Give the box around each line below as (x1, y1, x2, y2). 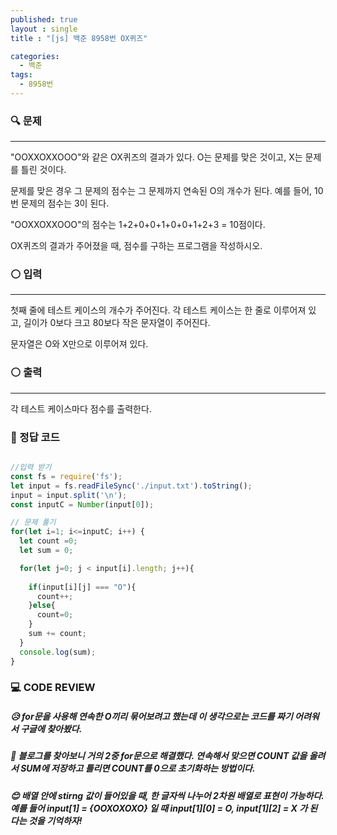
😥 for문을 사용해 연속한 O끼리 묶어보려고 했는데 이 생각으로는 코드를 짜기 (10, 711, 293, 723)
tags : (10, 70, 33, 80)
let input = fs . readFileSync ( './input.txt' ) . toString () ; (10, 481, 253, 491)
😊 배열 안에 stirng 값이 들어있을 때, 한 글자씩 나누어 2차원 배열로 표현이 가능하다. (10, 789, 325, 801)
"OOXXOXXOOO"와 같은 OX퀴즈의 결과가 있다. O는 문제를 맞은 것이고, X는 (10, 151, 303, 163)
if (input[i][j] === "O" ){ (28, 582, 137, 592)
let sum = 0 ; (19, 546, 74, 556)
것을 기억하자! (28, 814, 83, 826)
